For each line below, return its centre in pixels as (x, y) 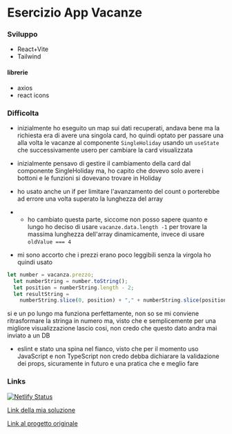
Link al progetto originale (42, 423)
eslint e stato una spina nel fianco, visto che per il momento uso (108, 349)
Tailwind (29, 57)
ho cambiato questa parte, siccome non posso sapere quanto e (118, 219)
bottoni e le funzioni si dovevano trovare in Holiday (89, 178)
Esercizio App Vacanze (75, 13)
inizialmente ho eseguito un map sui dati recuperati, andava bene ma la (118, 128)
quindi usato (35, 262)
